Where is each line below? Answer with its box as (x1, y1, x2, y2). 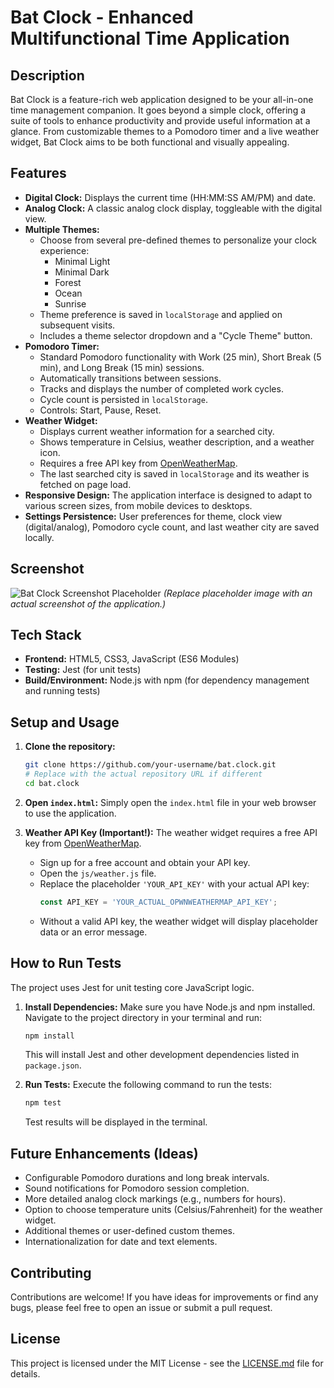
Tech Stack (10, 627, 82, 644)
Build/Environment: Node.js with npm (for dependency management (24, 674, 310, 686)
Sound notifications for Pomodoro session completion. (24, 1182, 250, 1195)
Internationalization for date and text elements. (24, 1236, 218, 1248)
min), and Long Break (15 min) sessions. (39, 361, 205, 373)
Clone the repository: (24, 741, 116, 753)
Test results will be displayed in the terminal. (24, 1116, 208, 1128)
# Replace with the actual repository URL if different (24, 769, 263, 780)
